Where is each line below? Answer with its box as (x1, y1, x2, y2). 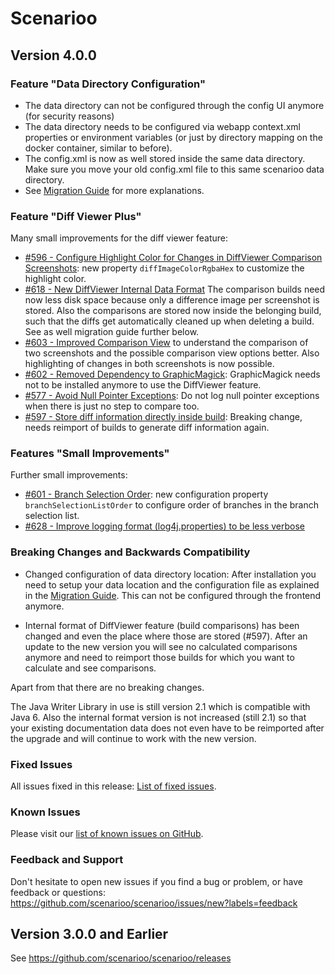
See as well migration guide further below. (24, 326, 200, 338)
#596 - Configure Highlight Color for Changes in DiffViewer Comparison (24, 252, 323, 264)
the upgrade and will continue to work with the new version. (10, 732, 257, 744)
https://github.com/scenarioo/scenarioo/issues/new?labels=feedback (10, 897, 298, 909)
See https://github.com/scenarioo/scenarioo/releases (10, 952, 232, 964)
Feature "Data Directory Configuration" (10, 77, 206, 91)
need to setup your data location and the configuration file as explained (24, 578, 320, 591)
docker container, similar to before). (24, 142, 173, 154)
